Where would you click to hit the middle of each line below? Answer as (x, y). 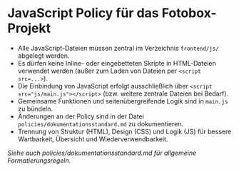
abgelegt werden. (44, 56)
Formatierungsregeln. (39, 160)
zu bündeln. (35, 108)
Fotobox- (189, 13)
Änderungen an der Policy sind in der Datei (81, 116)
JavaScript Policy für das (83, 13)
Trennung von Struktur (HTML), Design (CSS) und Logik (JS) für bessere (124, 131)
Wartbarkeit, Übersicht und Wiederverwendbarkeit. (93, 139)
